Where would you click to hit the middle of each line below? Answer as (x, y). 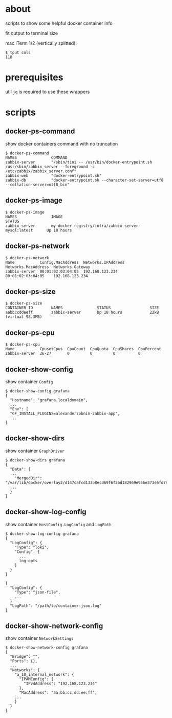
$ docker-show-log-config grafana (42, 534)
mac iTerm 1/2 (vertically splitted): (41, 43)
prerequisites (34, 77)
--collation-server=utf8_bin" (38, 185)
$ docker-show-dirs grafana (35, 460)
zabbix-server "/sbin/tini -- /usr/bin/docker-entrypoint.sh (79, 162)
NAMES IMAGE (34, 217)
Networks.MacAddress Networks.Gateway (48, 267)
